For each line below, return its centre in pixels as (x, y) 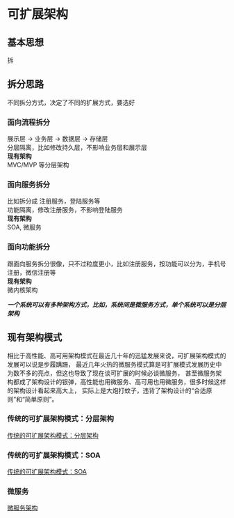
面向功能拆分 (29, 247)
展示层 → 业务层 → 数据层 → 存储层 (58, 139)
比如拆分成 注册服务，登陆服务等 (54, 201)
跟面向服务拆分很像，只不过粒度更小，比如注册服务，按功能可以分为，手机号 (117, 264)
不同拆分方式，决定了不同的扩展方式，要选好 (71, 102)
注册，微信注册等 (32, 272)
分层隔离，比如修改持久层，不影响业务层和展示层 (77, 148)
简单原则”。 (41, 399)
